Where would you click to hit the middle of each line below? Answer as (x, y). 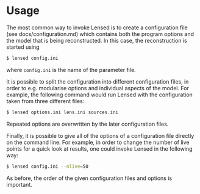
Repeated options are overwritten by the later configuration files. (87, 124)
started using (23, 47)
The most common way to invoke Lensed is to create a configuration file (97, 27)
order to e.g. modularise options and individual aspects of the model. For (98, 88)
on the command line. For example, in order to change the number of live (98, 142)
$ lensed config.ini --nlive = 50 (47, 166)
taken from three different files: (45, 101)
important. (19, 184)
